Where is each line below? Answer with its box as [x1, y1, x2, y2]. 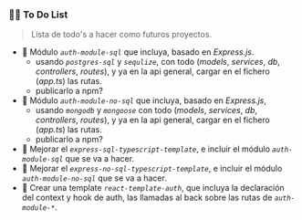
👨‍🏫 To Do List [8, 8, 68, 21]
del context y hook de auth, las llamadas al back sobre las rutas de [21, 192, 273, 204]
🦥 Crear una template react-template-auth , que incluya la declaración [21, 183, 285, 194]
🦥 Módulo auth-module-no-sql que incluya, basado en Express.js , [21, 95, 266, 106]
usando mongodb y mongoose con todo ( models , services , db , [35, 105, 257, 116]
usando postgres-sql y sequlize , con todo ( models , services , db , [35, 57, 280, 68]
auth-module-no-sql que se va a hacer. [21, 173, 168, 183]
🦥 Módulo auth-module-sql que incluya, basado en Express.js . [21, 47, 255, 58]
